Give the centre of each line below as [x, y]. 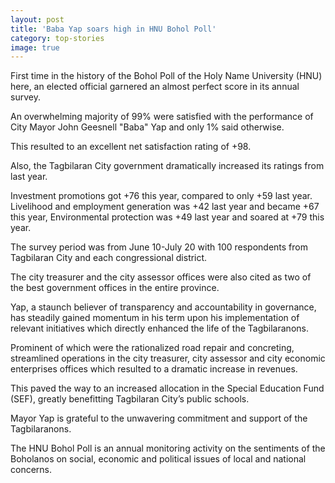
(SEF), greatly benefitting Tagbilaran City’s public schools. [130, 399]
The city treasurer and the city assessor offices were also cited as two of [161, 277]
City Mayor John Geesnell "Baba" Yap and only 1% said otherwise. [147, 127]
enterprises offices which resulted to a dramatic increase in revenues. [154, 369]
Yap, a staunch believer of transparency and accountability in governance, [163, 307]
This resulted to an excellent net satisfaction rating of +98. [131, 147]
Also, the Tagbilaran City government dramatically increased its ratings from [167, 166]
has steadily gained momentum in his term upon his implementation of [155, 318]
